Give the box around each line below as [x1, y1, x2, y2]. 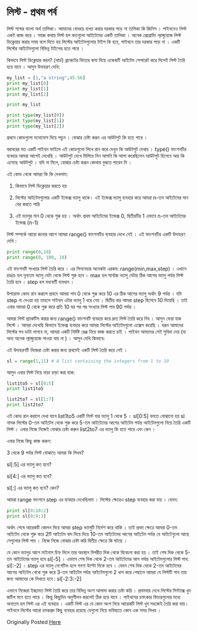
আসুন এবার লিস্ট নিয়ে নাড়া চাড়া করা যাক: [6, 369, 75, 376]
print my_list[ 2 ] [6, 91, 49, 97]
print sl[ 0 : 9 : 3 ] [6, 513, 46, 519]
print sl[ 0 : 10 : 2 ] [6, 508, 49, 514]
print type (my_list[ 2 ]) [6, 123, 65, 130]
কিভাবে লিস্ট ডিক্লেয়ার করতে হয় [15, 182, 67, 189]
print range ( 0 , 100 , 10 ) [6, 255, 67, 260]
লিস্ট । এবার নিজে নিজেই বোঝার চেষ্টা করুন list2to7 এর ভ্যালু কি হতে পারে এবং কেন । [6, 426, 156, 433]
